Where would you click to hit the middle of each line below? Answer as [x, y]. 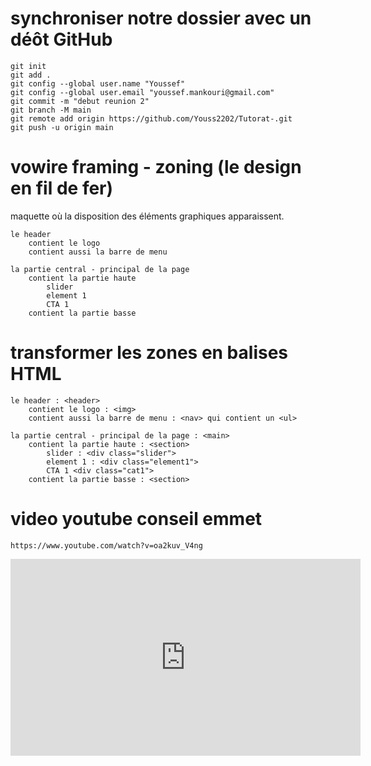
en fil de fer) [62, 188]
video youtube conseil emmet [136, 519]
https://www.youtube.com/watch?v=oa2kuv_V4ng [106, 545]
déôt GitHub [61, 39]
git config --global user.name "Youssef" [98, 83]
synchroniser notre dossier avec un [161, 18]
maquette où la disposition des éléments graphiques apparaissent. [147, 216]
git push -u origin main [62, 127]
